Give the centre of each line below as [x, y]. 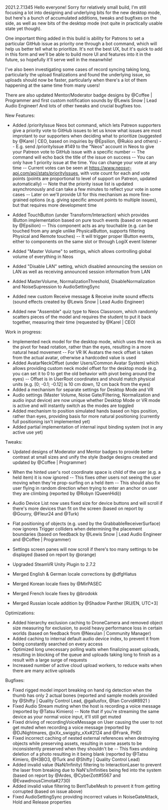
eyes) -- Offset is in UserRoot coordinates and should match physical [84, 379]
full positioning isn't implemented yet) [51, 422]
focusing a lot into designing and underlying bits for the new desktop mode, [83, 13]
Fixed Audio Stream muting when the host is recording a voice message [86, 706]
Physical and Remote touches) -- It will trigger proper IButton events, [83, 236]
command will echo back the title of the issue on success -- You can [83, 157]
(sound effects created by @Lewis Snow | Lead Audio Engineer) [78, 302]
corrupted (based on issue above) [47, 791]
